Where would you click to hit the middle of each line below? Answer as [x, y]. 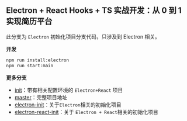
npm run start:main [30, 65]
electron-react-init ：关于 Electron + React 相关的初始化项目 [86, 112]
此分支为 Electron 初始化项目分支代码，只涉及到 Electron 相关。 [83, 36]
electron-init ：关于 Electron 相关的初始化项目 [68, 105]
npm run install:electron [37, 60]
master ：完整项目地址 [41, 97]
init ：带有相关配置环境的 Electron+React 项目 [69, 90]
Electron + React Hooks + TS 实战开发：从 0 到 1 [94, 11]
